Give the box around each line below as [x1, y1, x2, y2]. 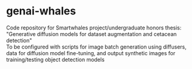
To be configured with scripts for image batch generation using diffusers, [6, 43, 187, 50]
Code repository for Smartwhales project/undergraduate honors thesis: [6, 24, 182, 31]
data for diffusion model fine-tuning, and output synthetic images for [6, 49, 175, 56]
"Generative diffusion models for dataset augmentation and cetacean [6, 30, 177, 37]
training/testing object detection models [6, 56, 105, 63]
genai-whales [6, 4, 77, 18]
